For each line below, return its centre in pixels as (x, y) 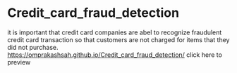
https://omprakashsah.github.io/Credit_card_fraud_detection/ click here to (115, 55)
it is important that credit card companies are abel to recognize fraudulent (115, 32)
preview (19, 62)
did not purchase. (33, 47)
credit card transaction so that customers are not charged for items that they (119, 39)
